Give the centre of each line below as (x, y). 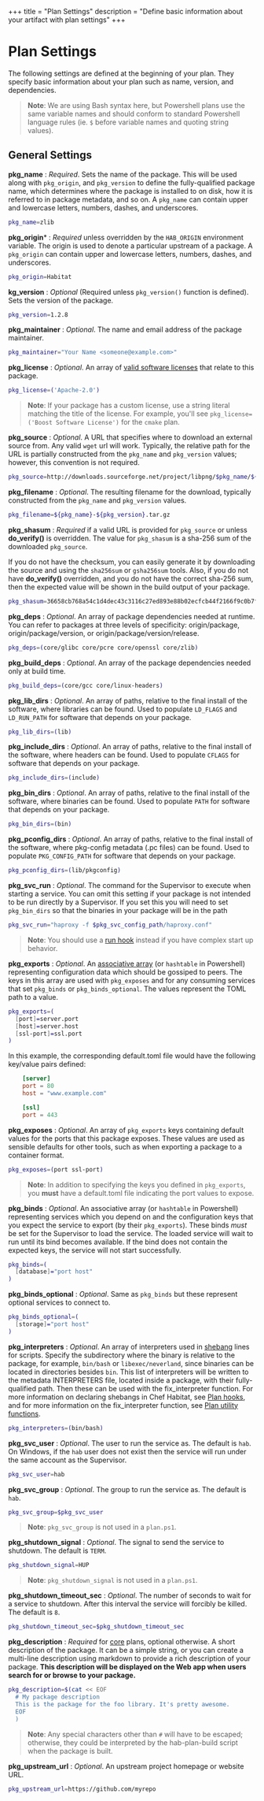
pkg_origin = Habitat (40, 277)
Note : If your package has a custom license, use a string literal (128, 406)
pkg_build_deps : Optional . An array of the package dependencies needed (130, 663)
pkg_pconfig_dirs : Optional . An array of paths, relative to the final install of (130, 839)
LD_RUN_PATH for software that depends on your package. (100, 717)
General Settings (50, 156)
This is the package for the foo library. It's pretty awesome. (123, 1704)
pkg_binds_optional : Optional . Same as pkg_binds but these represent (123, 1294)
